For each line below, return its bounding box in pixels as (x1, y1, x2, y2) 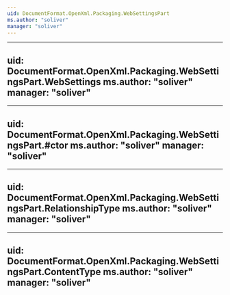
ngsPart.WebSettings (7, 76, 101, 88)
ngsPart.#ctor (7, 139, 68, 151)
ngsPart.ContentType (7, 266, 101, 278)
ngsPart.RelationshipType (7, 203, 120, 215)
